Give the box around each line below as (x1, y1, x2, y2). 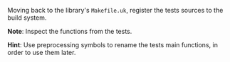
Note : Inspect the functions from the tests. (7, 27, 132, 35)
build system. (7, 13, 47, 22)
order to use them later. (7, 49, 76, 56)
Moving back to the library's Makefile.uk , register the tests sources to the (7, 6, 224, 14)
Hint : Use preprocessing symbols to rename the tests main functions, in (7, 41, 219, 49)
